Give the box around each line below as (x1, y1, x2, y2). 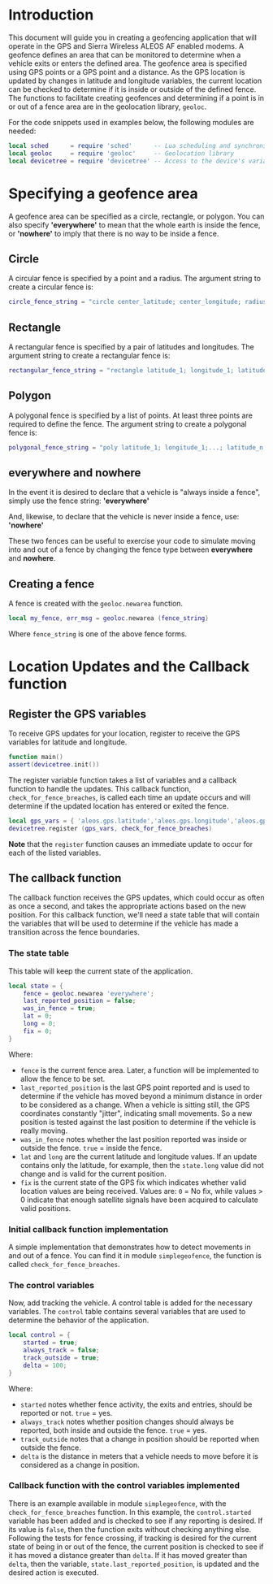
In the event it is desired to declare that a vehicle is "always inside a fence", (8, 488, 261, 497)
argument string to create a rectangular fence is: (8, 351, 171, 360)
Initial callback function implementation (8, 1223, 169, 1235)
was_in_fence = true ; (23, 1005, 96, 1013)
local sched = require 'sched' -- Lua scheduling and (8, 141, 231, 150)
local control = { (8, 1331, 71, 1339)
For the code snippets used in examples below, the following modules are (8, 117, 254, 127)
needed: (8, 126, 37, 136)
